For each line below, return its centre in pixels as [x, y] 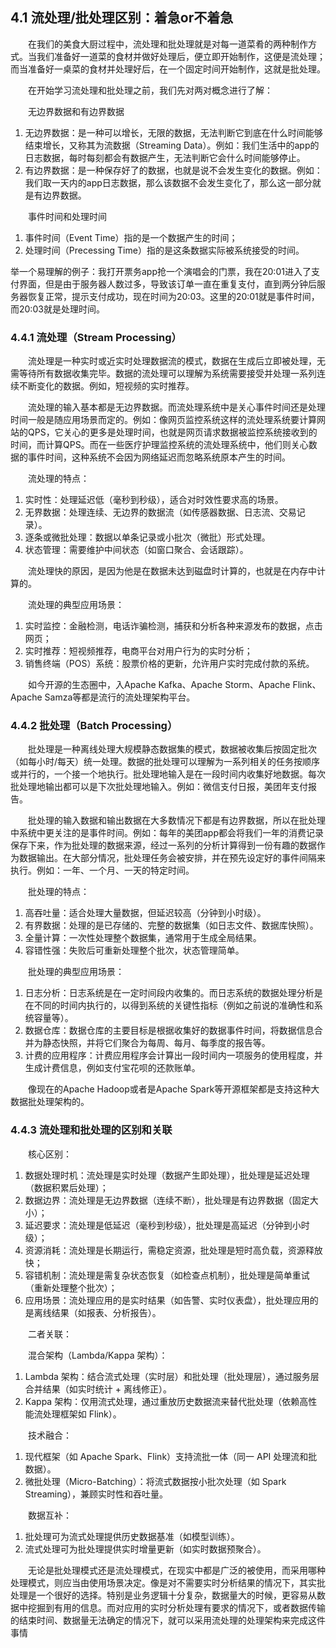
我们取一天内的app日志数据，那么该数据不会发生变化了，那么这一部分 [168, 182]
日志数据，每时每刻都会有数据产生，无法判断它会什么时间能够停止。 [165, 157]
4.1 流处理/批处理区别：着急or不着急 [122, 18]
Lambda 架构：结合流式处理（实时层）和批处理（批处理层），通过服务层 [172, 1376]
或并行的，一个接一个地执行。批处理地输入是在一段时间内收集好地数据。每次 [168, 774]
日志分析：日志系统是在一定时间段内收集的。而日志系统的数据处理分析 [169, 993]
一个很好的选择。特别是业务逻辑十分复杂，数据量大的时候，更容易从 [176, 1595]
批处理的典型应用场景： [76, 972]
